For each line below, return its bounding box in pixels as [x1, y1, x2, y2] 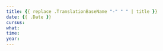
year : [6, 36, 20, 42]
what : [6, 25, 20, 31]
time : [6, 30, 20, 36]
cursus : [6, 19, 25, 25]
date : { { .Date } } [6, 14, 52, 20]
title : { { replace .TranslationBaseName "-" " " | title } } [6, 8, 158, 15]
